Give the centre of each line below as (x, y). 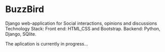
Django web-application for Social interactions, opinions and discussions (81, 23)
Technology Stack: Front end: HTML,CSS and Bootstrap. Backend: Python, (83, 28)
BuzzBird (25, 9)
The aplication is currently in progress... (47, 43)
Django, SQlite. (21, 34)
